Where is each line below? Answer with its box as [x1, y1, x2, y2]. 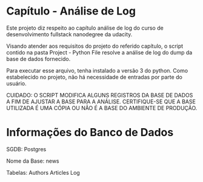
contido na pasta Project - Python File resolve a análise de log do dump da [6, 48, 193, 56]
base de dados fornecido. [6, 55, 71, 62]
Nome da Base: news [6, 157, 59, 164]
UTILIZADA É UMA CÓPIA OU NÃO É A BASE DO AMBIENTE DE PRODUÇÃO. [6, 104, 198, 111]
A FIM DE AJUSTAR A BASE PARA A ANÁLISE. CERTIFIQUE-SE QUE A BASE [6, 98, 196, 105]
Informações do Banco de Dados [6, 126, 174, 140]
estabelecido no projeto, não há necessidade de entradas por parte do [6, 73, 183, 80]
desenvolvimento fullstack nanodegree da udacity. [6, 30, 133, 37]
